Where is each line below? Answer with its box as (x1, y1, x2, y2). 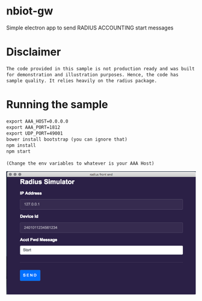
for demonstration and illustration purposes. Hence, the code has (6, 71, 179, 78)
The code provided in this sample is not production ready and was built (6, 65, 195, 71)
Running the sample (6, 98, 108, 112)
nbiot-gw (6, 4, 54, 18)
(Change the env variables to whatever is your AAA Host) (6, 160, 155, 166)
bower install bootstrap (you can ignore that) (6, 136, 128, 142)
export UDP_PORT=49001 (6, 130, 63, 136)
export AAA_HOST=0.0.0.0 (6, 118, 69, 124)
